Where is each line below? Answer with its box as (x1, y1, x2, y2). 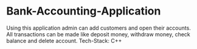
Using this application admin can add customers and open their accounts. (6, 24, 192, 31)
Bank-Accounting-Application (6, 4, 161, 18)
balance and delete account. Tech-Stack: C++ (6, 37, 122, 44)
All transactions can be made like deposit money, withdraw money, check (6, 30, 190, 38)
